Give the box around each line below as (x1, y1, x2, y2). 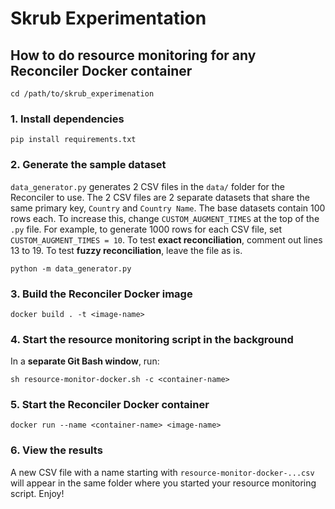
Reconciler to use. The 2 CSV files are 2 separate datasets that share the (10, 191, 310, 203)
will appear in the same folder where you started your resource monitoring (10, 477, 317, 489)
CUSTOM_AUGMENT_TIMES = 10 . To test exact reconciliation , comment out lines (10, 233, 323, 246)
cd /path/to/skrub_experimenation (10, 89, 155, 99)
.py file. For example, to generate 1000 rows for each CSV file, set (10, 223, 283, 235)
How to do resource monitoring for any (10, 47, 257, 64)
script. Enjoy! (10, 487, 65, 499)
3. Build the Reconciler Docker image (10, 287, 193, 301)
